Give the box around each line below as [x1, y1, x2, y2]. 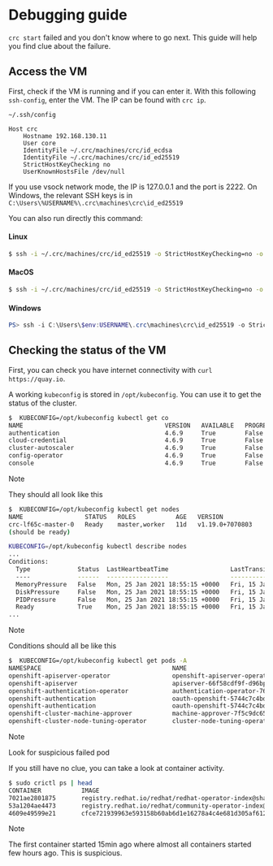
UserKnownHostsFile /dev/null [23, 167, 126, 175]
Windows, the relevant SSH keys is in [8, 190, 133, 200]
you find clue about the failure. [8, 41, 111, 50]
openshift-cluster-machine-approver [8, 709, 132, 718]
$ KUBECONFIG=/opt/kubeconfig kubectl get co [8, 414, 169, 422]
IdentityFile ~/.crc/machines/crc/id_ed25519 [23, 153, 180, 162]
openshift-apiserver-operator [8, 672, 111, 680]
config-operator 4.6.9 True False [8, 452, 264, 460]
